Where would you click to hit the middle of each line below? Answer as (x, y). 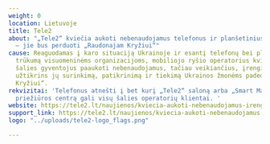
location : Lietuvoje (43, 23)
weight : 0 (25, 16)
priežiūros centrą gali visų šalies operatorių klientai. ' (118, 98)
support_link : (32, 113)
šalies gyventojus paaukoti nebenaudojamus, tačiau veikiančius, (127, 68)
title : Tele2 (30, 31)
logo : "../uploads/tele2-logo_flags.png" (79, 121)
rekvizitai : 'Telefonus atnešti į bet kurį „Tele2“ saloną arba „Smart (131, 91)
